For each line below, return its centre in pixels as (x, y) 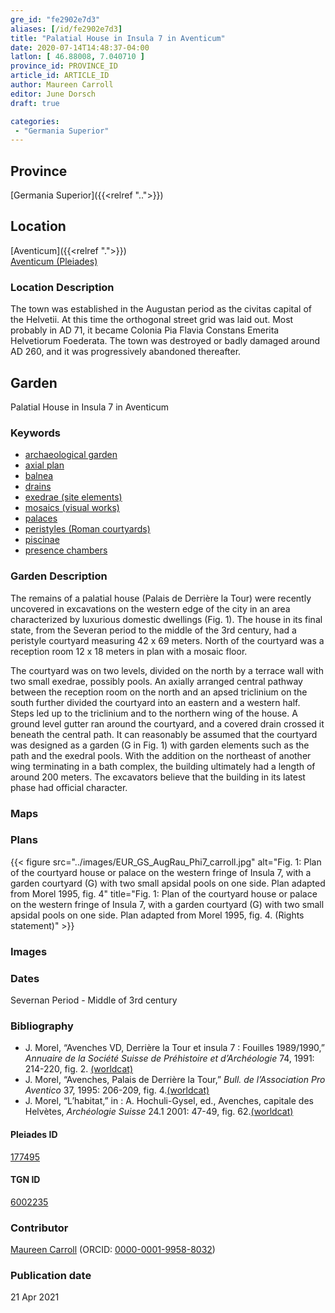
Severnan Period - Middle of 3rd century (94, 1000)
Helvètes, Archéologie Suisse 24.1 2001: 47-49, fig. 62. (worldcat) (159, 1112)
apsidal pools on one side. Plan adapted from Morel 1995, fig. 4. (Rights (157, 915)
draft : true (35, 103)
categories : (35, 121)
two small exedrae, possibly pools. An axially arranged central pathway (156, 681)
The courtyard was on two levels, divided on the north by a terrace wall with (167, 670)
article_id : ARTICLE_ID (60, 76)
